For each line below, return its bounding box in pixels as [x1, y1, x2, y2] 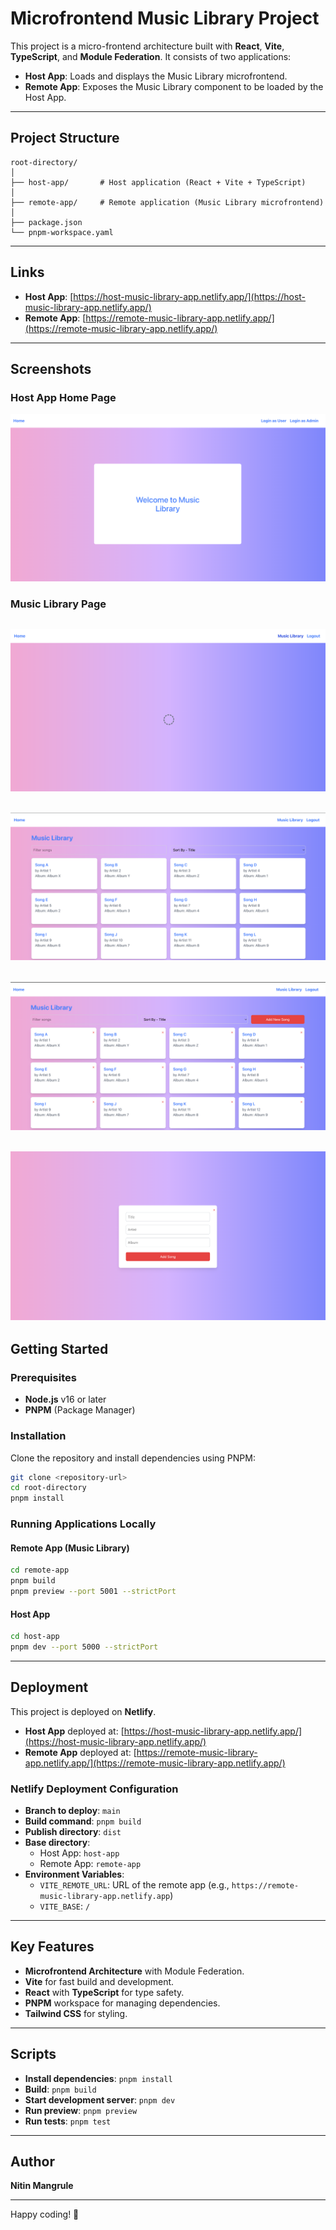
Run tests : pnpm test [24, 2115, 112, 2127]
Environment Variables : [24, 1868, 125, 1880]
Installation [10, 1429, 67, 1443]
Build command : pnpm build [24, 1815, 142, 1827]
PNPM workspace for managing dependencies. [24, 1997, 221, 2009]
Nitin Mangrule [10, 2180, 74, 2192]
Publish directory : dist [24, 1825, 122, 1837]
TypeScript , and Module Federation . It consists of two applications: [10, 50, 292, 62]
